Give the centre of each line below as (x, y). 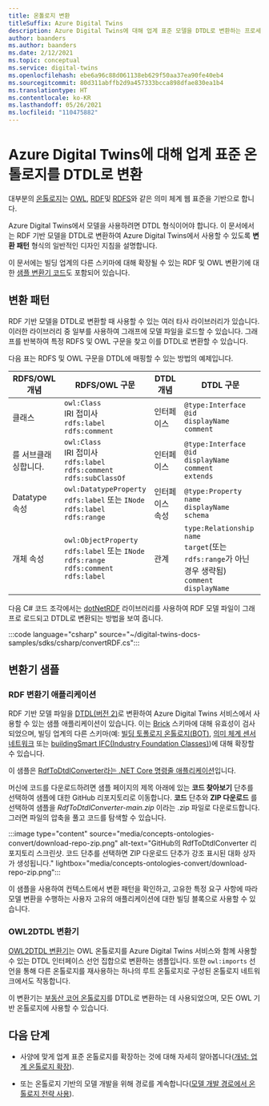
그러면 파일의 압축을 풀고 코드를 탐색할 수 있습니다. (87, 817)
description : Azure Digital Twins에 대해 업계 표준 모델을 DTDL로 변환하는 (125, 30)
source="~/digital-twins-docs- (150, 634)
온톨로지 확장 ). (51, 1066)
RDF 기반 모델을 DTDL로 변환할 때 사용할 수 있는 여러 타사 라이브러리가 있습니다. (134, 321)
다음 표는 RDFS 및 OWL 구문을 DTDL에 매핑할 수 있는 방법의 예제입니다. (121, 358)
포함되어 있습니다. (102, 272)
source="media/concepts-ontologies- (152, 834)
